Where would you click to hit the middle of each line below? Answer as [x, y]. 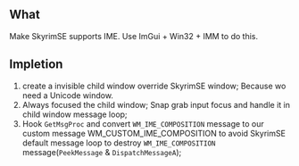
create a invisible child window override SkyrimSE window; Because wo [154, 86]
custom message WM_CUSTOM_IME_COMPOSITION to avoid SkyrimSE [154, 133]
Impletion [36, 65]
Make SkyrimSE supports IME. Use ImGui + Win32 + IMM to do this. [134, 36]
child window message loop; [75, 114]
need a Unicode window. [68, 95]
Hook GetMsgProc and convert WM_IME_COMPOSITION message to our [143, 123]
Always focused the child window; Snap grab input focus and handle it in [156, 104]
